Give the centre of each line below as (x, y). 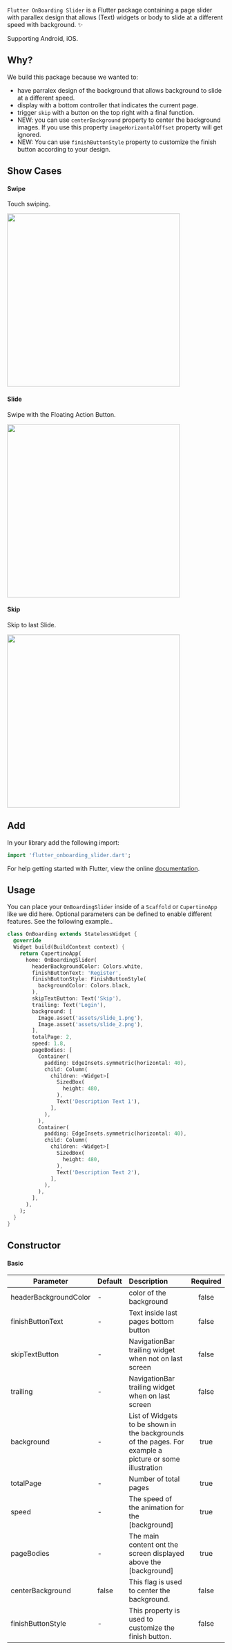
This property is (154, 1611)
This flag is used (155, 1582)
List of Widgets (153, 1416)
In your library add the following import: (63, 842)
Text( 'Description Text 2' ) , (98, 1172)
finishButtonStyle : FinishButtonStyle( (89, 979)
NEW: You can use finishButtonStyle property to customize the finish (117, 142)
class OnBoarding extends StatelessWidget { (72, 934)
